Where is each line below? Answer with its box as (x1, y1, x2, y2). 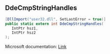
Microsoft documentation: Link (5, 44, 67, 50)
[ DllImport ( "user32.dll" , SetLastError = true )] (5, 17, 106, 21)
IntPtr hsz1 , (11, 26, 38, 31)
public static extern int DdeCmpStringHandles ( (5, 21, 104, 26)
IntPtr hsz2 (11, 30, 36, 36)
